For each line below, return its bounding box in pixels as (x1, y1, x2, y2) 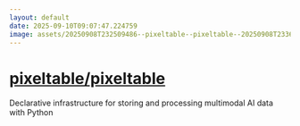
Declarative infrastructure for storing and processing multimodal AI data (9, 97, 274, 108)
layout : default (9, 13, 70, 22)
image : (9, 29, 34, 38)
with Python (9, 107, 54, 118)
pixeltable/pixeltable (9, 68, 166, 88)
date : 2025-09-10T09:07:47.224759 (9, 21, 138, 30)
